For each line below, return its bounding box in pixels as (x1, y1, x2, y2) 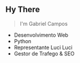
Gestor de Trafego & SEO (13, 50, 75, 57)
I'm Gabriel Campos (19, 20, 68, 27)
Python (13, 37, 32, 44)
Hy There (5, 5, 40, 15)
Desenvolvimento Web (13, 32, 68, 38)
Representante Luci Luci (13, 44, 72, 51)
